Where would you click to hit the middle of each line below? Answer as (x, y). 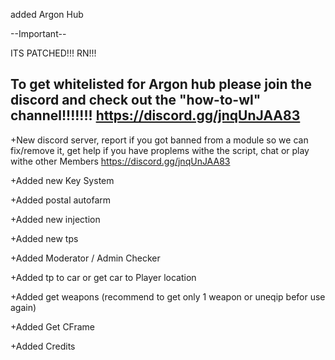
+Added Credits (43, 346)
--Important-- (38, 33)
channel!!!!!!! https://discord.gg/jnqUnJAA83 (155, 115)
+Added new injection (55, 219)
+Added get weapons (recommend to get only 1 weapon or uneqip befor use (168, 296)
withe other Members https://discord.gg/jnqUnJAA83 (120, 161)
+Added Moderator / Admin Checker (85, 258)
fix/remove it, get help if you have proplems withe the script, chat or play (160, 150)
